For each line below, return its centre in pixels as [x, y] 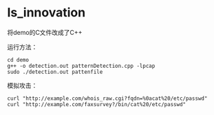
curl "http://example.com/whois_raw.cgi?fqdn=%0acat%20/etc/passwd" [107, 98]
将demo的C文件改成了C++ [45, 32]
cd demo [18, 60]
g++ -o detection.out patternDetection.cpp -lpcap [81, 66]
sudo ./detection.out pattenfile [55, 72]
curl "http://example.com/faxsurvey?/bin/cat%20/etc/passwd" [97, 104]
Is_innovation [46, 13]
